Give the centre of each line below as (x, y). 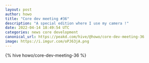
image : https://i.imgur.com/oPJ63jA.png (47, 42)
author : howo (19, 14)
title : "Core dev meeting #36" (37, 19)
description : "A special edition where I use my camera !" (67, 23)
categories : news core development (42, 32)
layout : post (19, 10)
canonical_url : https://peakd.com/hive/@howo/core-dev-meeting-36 (75, 37)
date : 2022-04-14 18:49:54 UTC (37, 28)
